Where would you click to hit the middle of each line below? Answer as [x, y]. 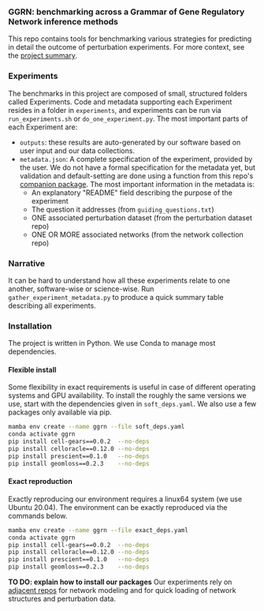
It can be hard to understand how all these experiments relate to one [119, 280]
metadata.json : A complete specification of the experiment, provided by [136, 159]
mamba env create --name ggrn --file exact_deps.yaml [99, 530]
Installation [30, 326]
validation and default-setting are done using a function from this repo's [136, 175]
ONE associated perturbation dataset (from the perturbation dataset [141, 217]
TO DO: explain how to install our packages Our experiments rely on [120, 582]
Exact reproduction [40, 482]
